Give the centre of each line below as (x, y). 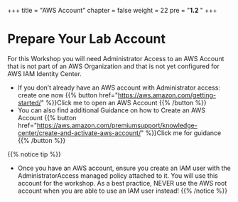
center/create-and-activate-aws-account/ (79, 133)
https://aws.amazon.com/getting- (167, 95)
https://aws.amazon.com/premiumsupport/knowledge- (117, 125)
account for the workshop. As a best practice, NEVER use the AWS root (122, 183)
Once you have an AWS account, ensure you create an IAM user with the (124, 168)
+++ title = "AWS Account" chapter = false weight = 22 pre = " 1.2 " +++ (112, 10)
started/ (29, 102)
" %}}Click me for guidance (181, 133)
